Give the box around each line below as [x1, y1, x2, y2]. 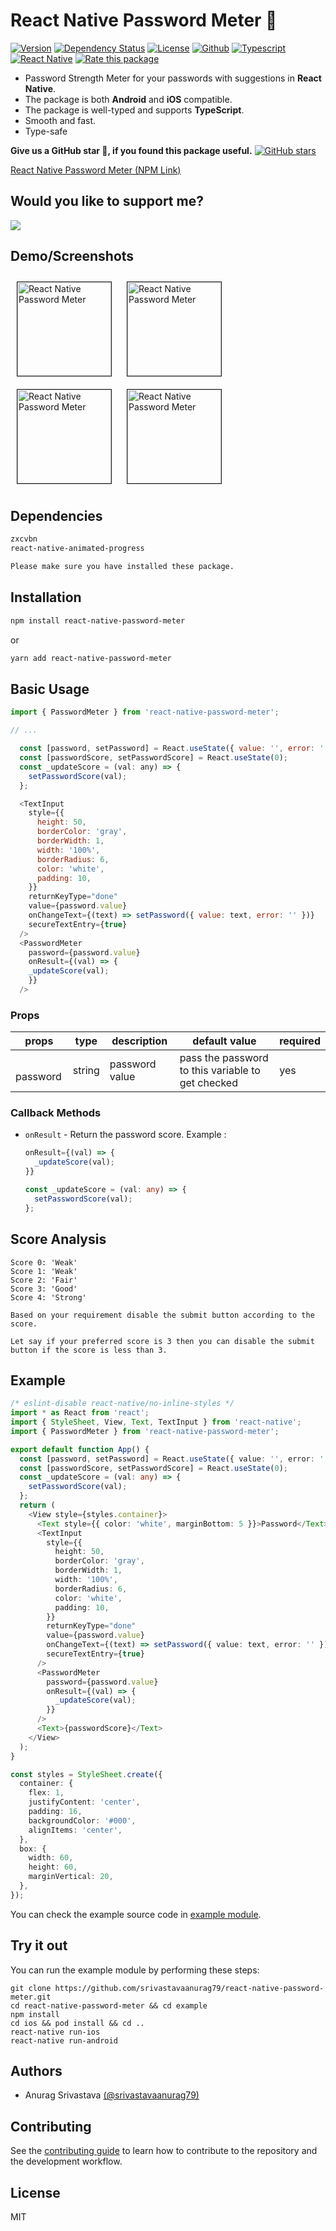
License [10, 2184, 61, 2201]
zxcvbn [10, 534, 38, 544]
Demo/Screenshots [10, 248, 135, 265]
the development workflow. [10, 2155, 123, 2168]
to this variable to [179, 1064, 261, 1078]
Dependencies [10, 507, 103, 524]
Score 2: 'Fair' [10, 1275, 78, 1285]
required [279, 1034, 321, 1048]
